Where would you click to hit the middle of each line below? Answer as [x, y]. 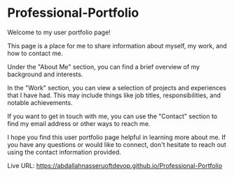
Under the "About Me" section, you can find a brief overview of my [104, 66]
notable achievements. [40, 102]
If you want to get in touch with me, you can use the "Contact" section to [112, 116]
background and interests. [45, 74]
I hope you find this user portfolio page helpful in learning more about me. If [117, 137]
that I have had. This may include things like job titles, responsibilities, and [114, 95]
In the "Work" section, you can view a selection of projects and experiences [117, 87]
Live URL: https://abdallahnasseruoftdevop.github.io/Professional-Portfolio [115, 165]
